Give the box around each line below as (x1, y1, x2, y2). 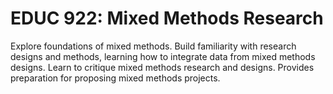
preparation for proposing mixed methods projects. (10, 72, 221, 84)
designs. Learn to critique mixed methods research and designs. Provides (10, 61, 315, 73)
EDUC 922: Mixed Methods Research (10, 7, 324, 30)
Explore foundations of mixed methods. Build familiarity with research (10, 40, 297, 52)
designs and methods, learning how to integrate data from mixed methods (10, 50, 316, 62)
